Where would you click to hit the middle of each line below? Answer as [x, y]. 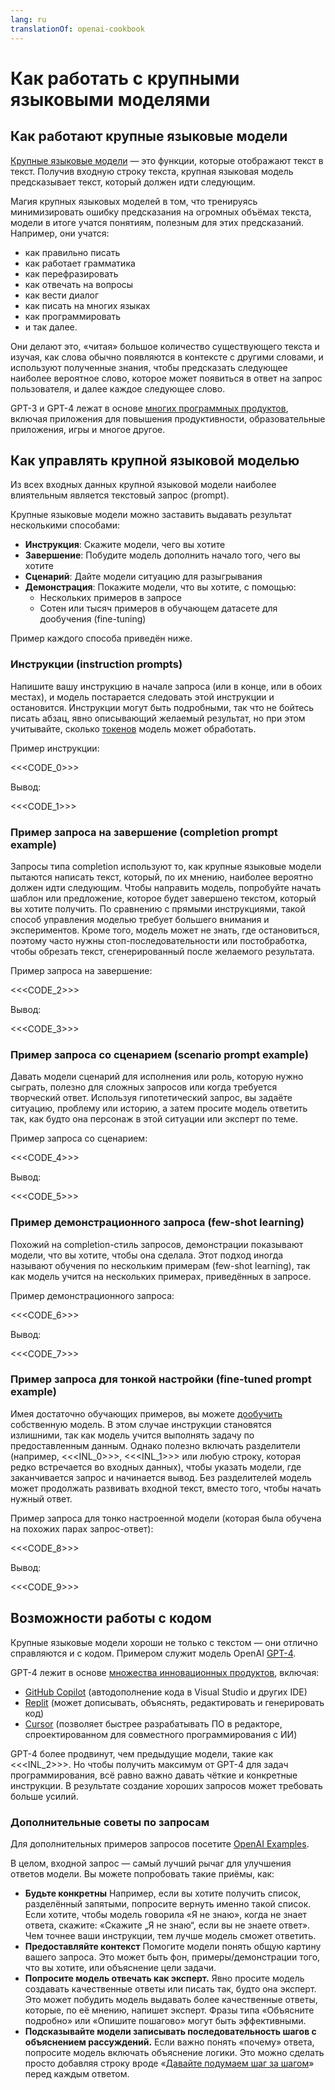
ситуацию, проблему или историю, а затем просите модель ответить [159, 1108]
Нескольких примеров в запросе [110, 598]
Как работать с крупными [125, 78]
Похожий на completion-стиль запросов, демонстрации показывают [157, 1244]
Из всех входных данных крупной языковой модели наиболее [143, 485]
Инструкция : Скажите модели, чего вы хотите [125, 545]
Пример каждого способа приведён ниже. [101, 638]
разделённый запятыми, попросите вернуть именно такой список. [168, 1903]
